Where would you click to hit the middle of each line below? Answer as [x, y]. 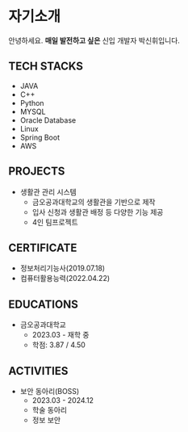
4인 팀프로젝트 [55, 222]
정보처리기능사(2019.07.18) [63, 268]
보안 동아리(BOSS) [50, 391]
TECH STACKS [46, 67]
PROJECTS [37, 172]
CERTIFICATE [43, 247]
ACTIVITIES [38, 371]
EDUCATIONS [43, 304]
